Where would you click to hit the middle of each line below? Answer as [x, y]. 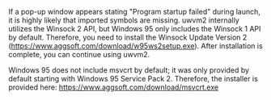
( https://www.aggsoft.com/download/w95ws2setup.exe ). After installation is [135, 46]
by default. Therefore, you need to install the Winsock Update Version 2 [128, 37]
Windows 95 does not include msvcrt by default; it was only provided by [129, 70]
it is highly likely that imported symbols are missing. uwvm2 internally [124, 20]
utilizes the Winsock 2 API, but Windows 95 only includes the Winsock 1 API [135, 29]
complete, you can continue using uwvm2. [79, 54]
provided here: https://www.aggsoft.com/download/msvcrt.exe [114, 87]
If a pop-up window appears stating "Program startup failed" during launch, [135, 12]
